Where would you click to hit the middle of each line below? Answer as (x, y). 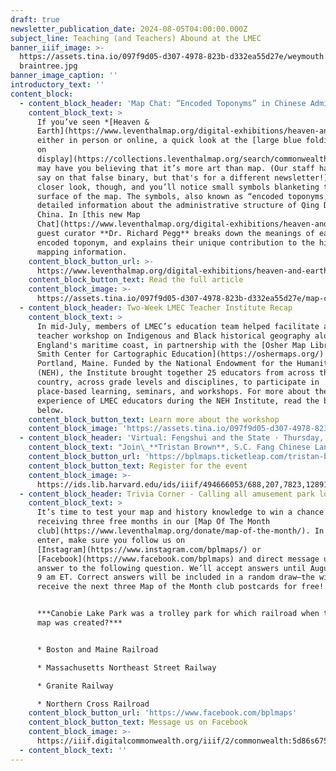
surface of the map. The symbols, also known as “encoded (160, 196)
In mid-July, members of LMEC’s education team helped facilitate (178, 326)
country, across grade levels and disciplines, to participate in (178, 382)
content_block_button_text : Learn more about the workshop (154, 419)
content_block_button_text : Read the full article (136, 280)
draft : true (35, 19)
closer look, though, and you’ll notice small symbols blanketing (178, 187)
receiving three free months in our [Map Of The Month (153, 522)
